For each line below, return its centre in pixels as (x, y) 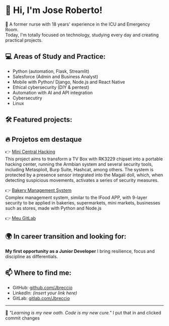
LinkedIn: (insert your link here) (45, 293)
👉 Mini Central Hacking (30, 151)
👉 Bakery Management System (38, 190)
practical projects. (24, 40)
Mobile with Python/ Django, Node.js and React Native (69, 82)
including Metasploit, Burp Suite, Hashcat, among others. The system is (79, 169)
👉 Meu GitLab (21, 218)
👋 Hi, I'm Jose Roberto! (54, 10)
